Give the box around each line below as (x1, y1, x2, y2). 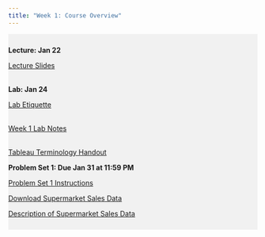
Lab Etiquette (8, 100, 51, 109)
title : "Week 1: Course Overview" (8, 11, 123, 20)
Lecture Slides (8, 60, 55, 70)
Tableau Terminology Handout (8, 147, 107, 157)
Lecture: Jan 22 (8, 45, 62, 55)
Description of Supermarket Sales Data (8, 208, 136, 218)
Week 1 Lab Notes (8, 124, 67, 133)
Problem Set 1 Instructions (8, 178, 93, 187)
